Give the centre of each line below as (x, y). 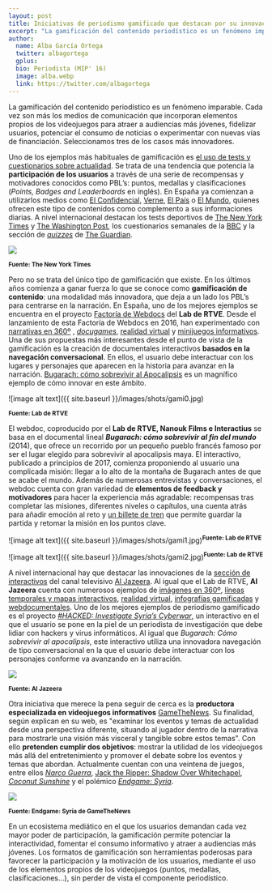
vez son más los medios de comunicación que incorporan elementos (123, 115)
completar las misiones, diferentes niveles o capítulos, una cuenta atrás (128, 505)
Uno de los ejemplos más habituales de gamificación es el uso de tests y (130, 157)
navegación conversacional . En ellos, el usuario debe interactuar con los (131, 356)
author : (21, 38)
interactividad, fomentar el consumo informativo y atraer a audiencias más (132, 843)
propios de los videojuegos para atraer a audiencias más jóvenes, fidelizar (132, 124)
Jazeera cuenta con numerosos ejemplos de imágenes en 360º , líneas (126, 590)
